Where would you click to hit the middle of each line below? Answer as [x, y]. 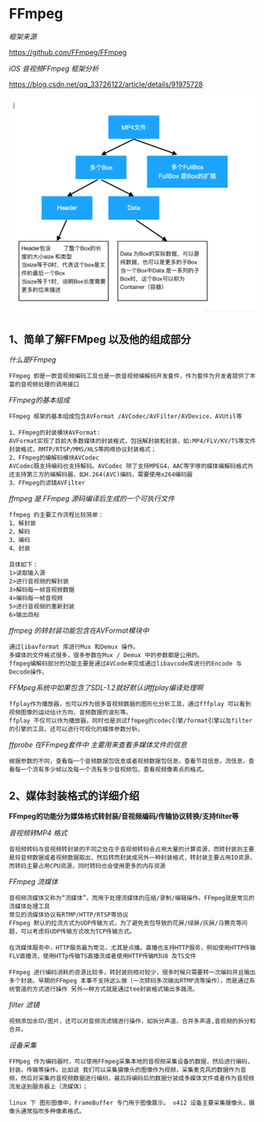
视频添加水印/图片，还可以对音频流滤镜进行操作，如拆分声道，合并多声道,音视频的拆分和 [132, 1021]
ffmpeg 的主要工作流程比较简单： [57, 515]
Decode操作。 [28, 672]
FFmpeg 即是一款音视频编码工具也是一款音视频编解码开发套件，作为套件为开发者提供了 [130, 376]
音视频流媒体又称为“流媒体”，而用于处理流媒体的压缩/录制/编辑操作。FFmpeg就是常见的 [132, 898]
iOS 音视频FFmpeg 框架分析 [54, 69]
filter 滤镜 [24, 1005]
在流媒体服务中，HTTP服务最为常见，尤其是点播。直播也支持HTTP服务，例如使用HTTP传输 [132, 947]
